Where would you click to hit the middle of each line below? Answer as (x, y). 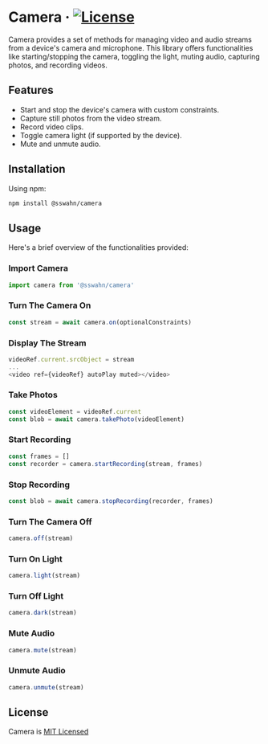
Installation (37, 169)
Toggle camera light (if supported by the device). (101, 135)
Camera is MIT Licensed (49, 732)
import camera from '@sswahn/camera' (71, 285)
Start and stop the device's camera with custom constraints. (119, 109)
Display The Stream (47, 343)
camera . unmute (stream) (46, 687)
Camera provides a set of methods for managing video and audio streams (130, 39)
